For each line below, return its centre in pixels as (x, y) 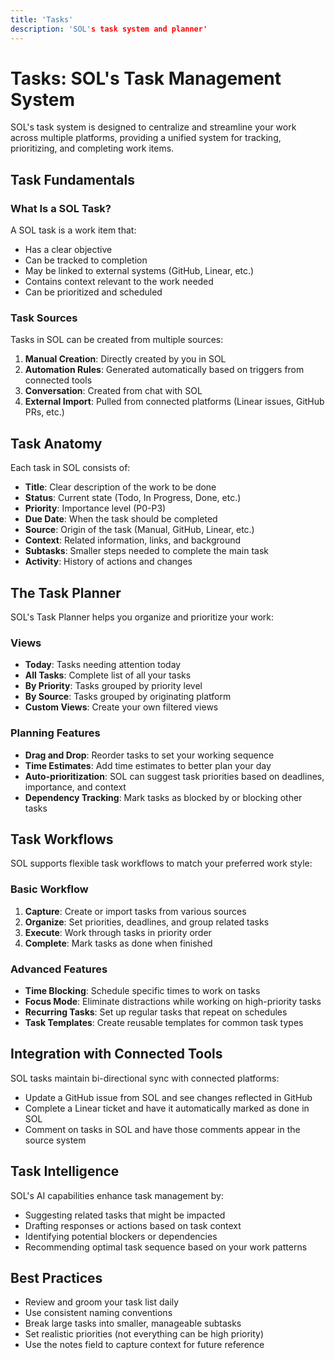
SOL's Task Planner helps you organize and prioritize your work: (142, 617)
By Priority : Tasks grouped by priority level (113, 686)
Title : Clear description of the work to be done (120, 487)
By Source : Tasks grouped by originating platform (128, 697)
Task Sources (44, 318)
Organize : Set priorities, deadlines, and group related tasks (147, 922)
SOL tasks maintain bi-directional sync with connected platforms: (145, 1078)
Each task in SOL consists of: (70, 468)
